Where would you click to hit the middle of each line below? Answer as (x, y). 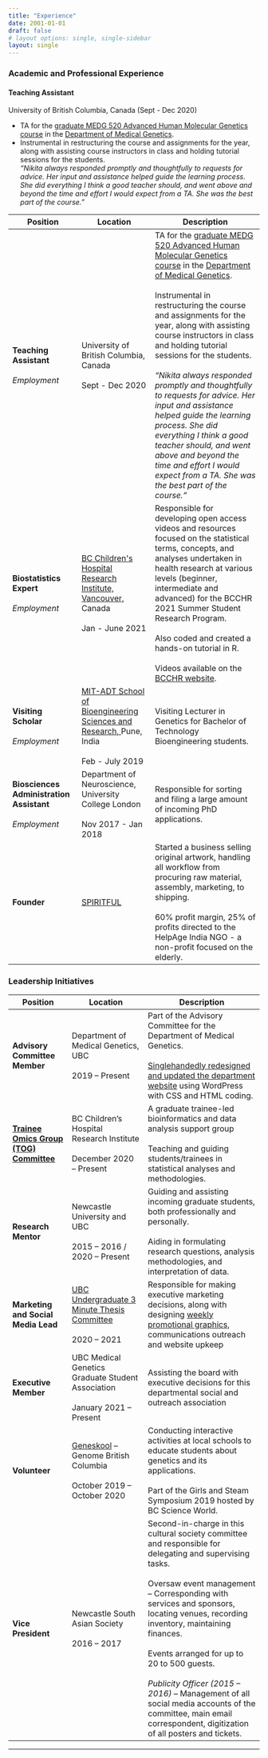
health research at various (203, 569)
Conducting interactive (190, 1430)
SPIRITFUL (101, 902)
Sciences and (107, 721)
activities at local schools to (199, 1440)
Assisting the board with (193, 1372)
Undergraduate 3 (104, 1299)
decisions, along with (187, 1305)
